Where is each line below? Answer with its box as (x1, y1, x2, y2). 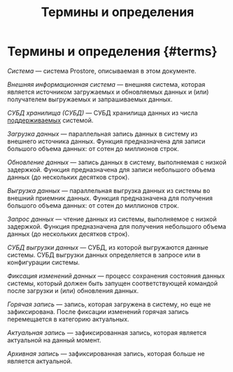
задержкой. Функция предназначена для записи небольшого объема (7, 165, 216, 173)
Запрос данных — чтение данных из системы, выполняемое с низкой (7, 215, 217, 223)
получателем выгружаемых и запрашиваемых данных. (7, 95, 173, 103)
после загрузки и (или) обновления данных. (7, 286, 139, 294)
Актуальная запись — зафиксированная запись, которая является (7, 328, 206, 336)
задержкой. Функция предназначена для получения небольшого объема (7, 222, 227, 231)
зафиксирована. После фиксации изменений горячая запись (7, 307, 189, 315)
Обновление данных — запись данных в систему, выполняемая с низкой (7, 158, 227, 166)
